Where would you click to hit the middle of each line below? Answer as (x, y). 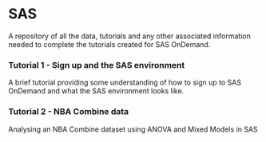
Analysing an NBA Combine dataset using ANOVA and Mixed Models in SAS (133, 129)
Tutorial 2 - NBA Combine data (69, 112)
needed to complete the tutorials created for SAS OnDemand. (109, 44)
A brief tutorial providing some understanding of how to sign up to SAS (125, 83)
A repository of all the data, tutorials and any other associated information (130, 36)
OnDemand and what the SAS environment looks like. (96, 91)
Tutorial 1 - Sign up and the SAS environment (97, 65)
